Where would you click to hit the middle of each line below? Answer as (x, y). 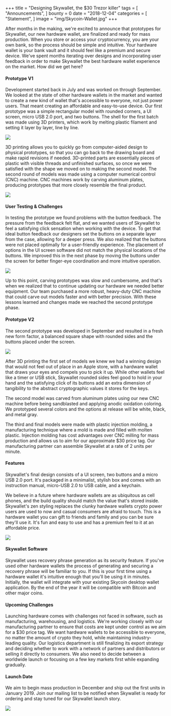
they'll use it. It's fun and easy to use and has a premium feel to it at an (80, 522)
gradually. (16, 665)
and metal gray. (22, 414)
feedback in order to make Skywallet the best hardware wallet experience (83, 61)
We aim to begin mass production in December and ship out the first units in (85, 688)
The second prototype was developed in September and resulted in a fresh (84, 331)
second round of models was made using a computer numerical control (80, 174)
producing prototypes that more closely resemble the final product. (76, 185)
